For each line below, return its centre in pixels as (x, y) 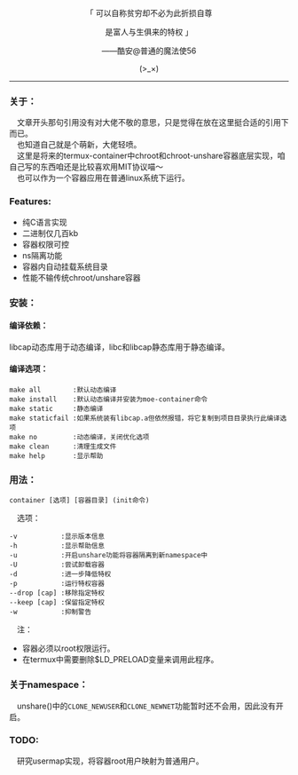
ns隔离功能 (42, 255)
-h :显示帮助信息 (57, 546)
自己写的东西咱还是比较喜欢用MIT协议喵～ (86, 167)
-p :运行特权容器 (57, 584)
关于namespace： (49, 684)
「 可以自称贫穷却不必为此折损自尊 (149, 13)
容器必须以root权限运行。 (68, 648)
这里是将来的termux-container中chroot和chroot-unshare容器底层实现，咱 (151, 156)
